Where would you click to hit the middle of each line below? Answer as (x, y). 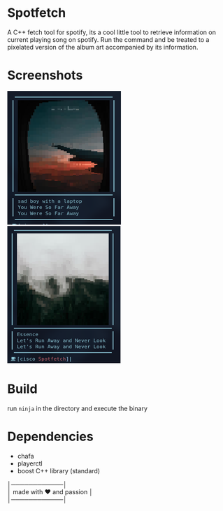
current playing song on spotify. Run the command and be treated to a (108, 39)
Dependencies (50, 437)
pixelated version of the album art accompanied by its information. (103, 47)
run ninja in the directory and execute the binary (78, 408)
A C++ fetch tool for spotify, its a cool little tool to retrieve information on (112, 32)
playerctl (30, 463)
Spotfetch (37, 13)
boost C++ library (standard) (58, 470)
